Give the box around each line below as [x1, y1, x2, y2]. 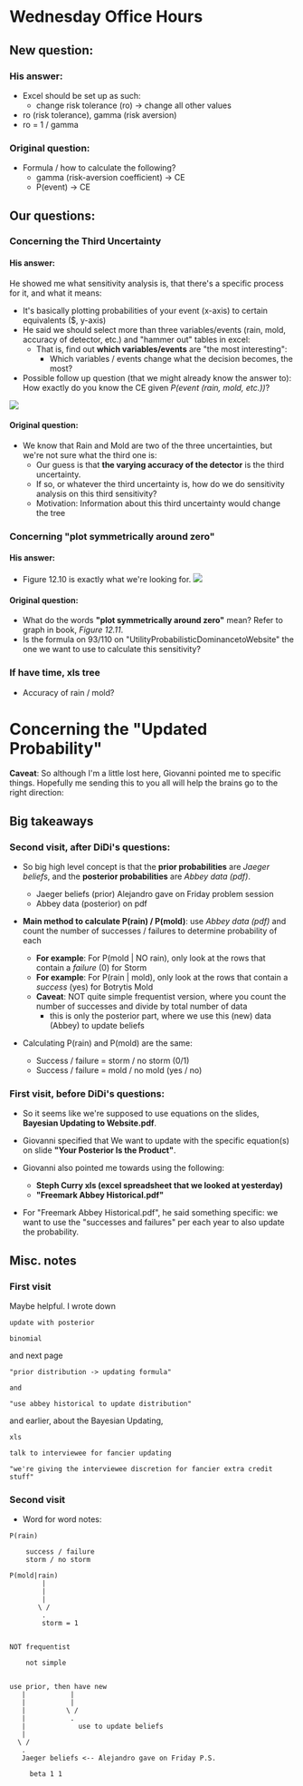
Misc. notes [9, 1253, 77, 1268]
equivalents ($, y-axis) [22, 315, 107, 326]
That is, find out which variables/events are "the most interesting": [35, 343, 288, 355]
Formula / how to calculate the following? [22, 162, 176, 173]
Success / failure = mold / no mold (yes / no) [35, 1065, 203, 1076]
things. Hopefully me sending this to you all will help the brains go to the [9, 777, 279, 788]
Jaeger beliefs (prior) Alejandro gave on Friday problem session [35, 889, 274, 900]
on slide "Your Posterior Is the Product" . [22, 1145, 176, 1156]
